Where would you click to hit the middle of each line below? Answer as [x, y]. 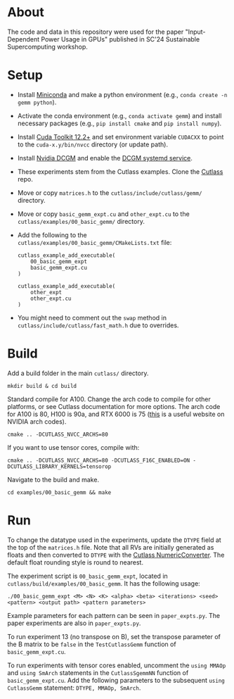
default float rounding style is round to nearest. [76, 562]
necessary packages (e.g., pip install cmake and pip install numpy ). [119, 123]
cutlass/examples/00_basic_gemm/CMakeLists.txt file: [95, 242]
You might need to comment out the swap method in [92, 317]
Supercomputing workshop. [47, 46]
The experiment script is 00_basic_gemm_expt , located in [88, 576]
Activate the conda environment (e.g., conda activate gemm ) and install [119, 115]
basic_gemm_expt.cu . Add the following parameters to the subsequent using [116, 680]
